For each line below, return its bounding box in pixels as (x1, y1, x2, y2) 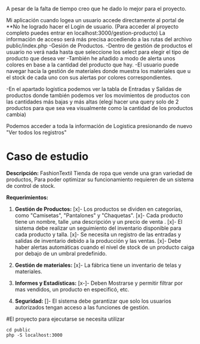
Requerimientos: (6, 194, 49, 201)
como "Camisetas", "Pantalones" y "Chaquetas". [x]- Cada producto (14, 212, 183, 219)
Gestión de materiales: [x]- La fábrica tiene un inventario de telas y (14, 261, 181, 269)
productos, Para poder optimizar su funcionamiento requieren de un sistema (6, 176, 194, 183)
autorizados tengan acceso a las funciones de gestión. (14, 303, 150, 310)
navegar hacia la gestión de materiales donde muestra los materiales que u (6, 68, 191, 74)
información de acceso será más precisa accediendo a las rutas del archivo (6, 36, 192, 42)
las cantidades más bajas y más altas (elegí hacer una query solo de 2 (6, 98, 179, 105)
